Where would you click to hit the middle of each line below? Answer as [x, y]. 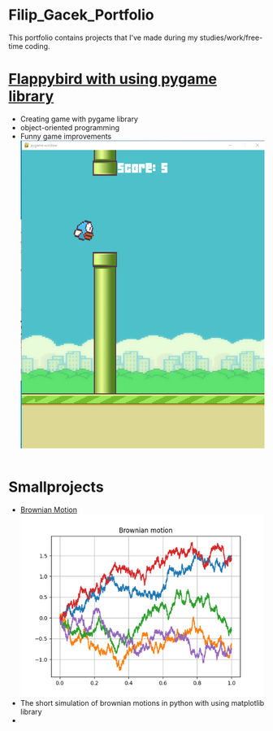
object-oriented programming [70, 127]
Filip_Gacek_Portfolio [81, 15]
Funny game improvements [66, 136]
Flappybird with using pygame [113, 79]
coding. [37, 46]
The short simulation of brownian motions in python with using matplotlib [142, 703]
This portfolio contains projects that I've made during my [103, 37]
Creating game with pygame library [79, 119]
